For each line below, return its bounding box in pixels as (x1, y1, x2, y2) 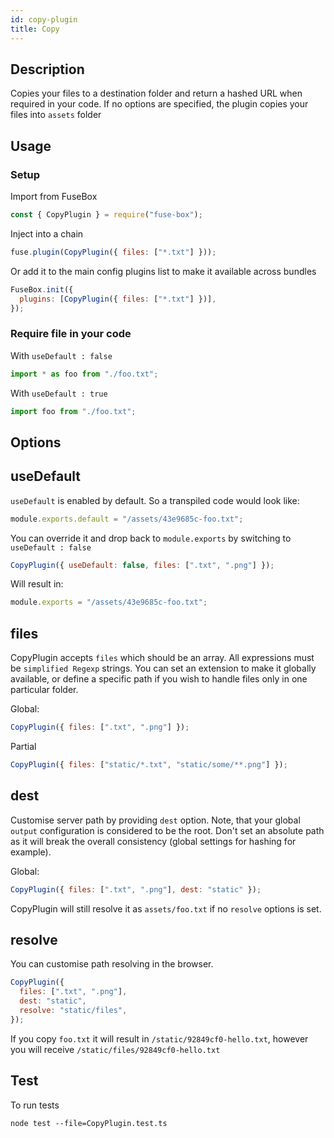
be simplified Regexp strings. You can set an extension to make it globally (10, 662, 317, 675)
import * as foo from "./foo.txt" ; (10, 369, 159, 379)
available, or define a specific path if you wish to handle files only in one (10, 673, 308, 685)
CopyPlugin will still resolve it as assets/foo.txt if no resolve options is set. (10, 902, 322, 915)
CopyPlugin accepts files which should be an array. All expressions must (10, 652, 315, 664)
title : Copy (10, 24, 60, 34)
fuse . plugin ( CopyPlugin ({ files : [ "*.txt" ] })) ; (10, 247, 217, 257)
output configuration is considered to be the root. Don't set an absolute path (10, 824, 325, 836)
